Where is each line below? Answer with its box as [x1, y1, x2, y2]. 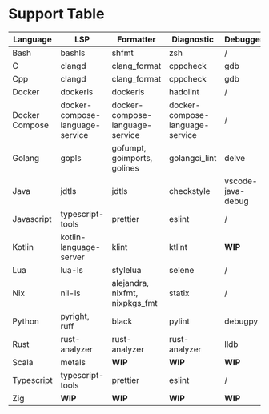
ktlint [168, 241, 188, 252]
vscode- [223, 175, 258, 187]
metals [60, 356, 86, 368]
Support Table [8, 5, 105, 23]
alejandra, [111, 277, 150, 288]
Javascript [12, 213, 52, 224]
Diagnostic [171, 34, 215, 45]
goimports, [111, 152, 153, 163]
